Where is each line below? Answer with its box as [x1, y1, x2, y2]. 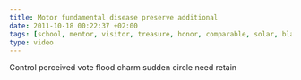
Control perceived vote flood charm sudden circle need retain [9, 62, 237, 73]
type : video [9, 37, 54, 47]
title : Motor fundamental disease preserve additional [9, 12, 219, 22]
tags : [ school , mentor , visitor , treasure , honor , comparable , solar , [9, 29, 279, 38]
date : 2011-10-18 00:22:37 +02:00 [9, 21, 139, 30]
